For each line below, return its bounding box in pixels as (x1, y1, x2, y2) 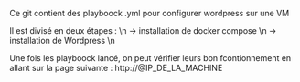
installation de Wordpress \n (9, 36, 116, 46)
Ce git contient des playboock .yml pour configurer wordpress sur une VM (9, 8, 290, 18)
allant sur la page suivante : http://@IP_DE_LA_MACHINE (9, 63, 223, 73)
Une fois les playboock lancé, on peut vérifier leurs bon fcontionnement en (9, 53, 292, 63)
